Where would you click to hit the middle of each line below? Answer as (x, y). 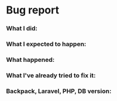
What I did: (22, 29)
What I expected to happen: (46, 44)
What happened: (30, 60)
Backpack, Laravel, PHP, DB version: (59, 91)
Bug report (33, 10)
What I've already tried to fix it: (51, 75)
